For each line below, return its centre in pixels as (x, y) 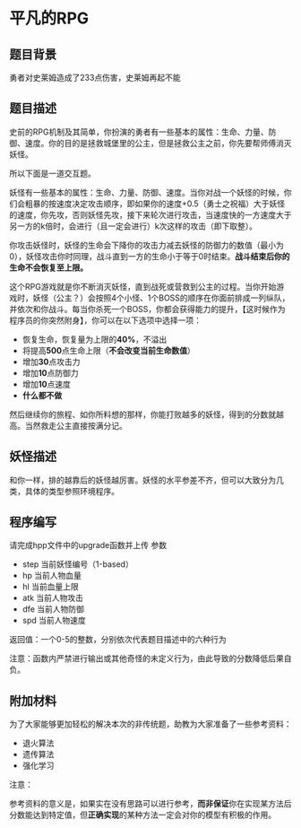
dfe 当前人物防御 (53, 609)
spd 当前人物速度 (54, 621)
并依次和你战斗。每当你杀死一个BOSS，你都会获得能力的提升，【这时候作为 (147, 309)
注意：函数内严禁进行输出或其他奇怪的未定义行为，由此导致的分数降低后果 (146, 658)
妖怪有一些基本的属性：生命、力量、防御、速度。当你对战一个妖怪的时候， (146, 192)
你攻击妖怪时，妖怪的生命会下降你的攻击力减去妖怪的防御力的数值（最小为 (146, 245)
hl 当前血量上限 (50, 587)
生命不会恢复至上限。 (48, 267)
